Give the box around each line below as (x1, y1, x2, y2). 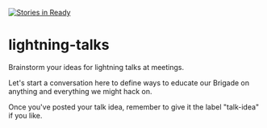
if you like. (8, 110, 43, 120)
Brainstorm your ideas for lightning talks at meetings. (8, 62, 184, 72)
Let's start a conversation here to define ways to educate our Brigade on (8, 77, 250, 88)
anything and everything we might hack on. (8, 86, 152, 96)
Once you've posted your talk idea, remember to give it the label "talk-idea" (8, 101, 260, 112)
